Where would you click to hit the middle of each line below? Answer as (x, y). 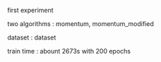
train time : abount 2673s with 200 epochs (69, 51)
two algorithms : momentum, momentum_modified (80, 24)
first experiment (31, 10)
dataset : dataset (32, 37)
